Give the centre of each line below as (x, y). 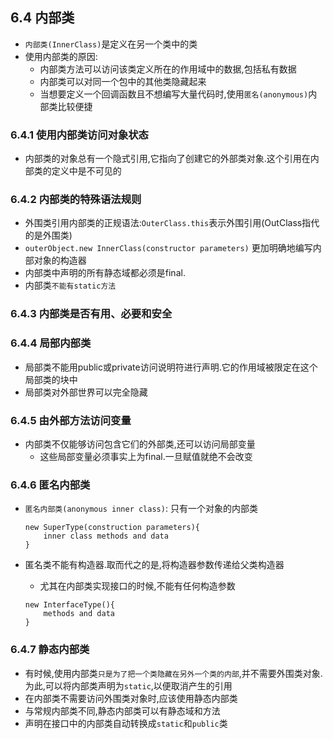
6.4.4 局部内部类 (51, 343)
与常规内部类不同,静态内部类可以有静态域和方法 (122, 710)
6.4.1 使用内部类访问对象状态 (79, 135)
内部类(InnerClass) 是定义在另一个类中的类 (111, 44)
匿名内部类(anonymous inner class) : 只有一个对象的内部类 (141, 509)
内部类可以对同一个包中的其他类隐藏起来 (123, 81)
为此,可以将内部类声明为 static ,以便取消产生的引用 (128, 685)
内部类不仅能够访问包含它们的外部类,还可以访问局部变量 (140, 444)
